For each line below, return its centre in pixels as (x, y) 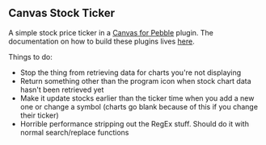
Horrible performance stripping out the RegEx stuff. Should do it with (134, 123)
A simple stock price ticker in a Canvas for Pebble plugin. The (111, 32)
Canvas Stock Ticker (62, 13)
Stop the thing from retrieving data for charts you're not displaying (130, 72)
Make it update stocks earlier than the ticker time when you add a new (137, 98)
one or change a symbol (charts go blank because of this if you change (139, 106)
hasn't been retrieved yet (62, 89)
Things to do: (30, 56)
